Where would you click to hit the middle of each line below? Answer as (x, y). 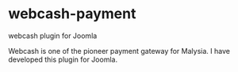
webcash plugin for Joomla (53, 36)
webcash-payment (72, 14)
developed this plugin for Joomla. (63, 59)
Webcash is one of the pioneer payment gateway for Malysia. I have (119, 51)
